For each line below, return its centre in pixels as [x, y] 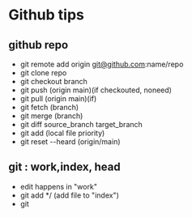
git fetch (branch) [49, 107]
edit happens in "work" [58, 186]
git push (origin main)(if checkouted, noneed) [96, 90]
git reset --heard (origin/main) [70, 142]
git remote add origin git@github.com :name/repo [102, 64]
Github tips [47, 15]
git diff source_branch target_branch [81, 124]
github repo [38, 45]
